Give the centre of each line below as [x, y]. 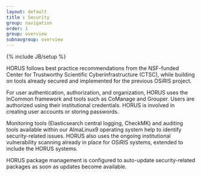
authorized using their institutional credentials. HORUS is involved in [91, 105]
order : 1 [17, 28]
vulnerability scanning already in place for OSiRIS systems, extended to [95, 142]
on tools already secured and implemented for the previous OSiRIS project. [99, 81]
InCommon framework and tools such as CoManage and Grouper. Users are [100, 99]
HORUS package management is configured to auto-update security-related [101, 160]
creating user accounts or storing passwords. [63, 112]
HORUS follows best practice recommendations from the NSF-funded [93, 68]
